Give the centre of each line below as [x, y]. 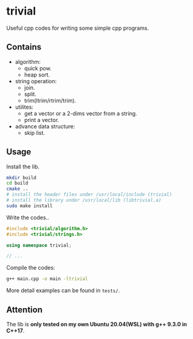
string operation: [36, 81]
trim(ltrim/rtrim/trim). [50, 100]
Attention [24, 310]
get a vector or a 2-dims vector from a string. [81, 113]
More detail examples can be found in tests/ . [63, 290]
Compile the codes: [31, 268]
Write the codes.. [28, 217]
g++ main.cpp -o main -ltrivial [47, 279]
